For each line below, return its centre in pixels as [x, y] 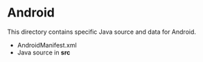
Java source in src [44, 52]
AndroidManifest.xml [47, 45]
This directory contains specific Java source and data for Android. [101, 32]
